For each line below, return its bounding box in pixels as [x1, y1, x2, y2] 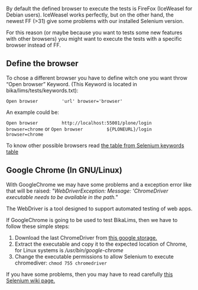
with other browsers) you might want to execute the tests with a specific [6, 35, 182, 42]
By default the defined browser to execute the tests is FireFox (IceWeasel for [6, 5, 193, 12]
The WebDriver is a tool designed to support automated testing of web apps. [6, 205, 193, 212]
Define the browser [6, 58, 79, 69]
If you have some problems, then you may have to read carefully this [6, 271, 173, 278]
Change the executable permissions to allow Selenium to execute [14, 253, 174, 260]
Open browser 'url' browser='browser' [6, 98, 123, 104]
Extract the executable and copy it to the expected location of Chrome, [14, 240, 187, 247]
